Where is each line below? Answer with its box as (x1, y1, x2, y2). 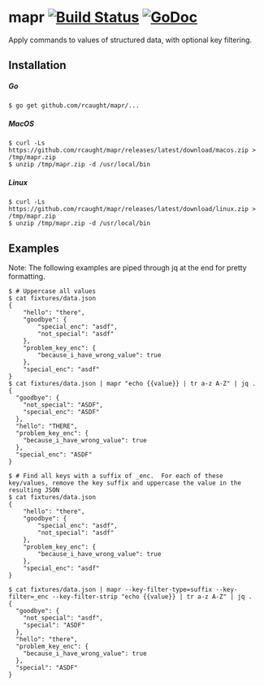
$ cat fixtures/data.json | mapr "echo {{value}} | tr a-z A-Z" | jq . (8, 380, 256, 388)
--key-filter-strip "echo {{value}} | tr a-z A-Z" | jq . (51, 593, 253, 601)
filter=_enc (8, 593, 49, 601)
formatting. (8, 272, 46, 282)
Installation (8, 58, 67, 72)
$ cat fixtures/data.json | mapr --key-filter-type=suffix (8, 585, 213, 594)
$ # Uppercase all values (8, 287, 96, 296)
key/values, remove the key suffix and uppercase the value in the (8, 479, 242, 487)
